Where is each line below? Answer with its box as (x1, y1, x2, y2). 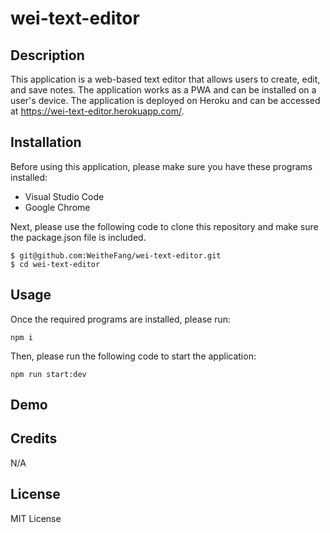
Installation (10, 134, 82, 151)
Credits (10, 430, 58, 447)
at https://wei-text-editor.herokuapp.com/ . (10, 105, 185, 117)
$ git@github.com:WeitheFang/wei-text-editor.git (10, 250, 222, 261)
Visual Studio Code (24, 190, 105, 202)
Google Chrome (24, 201, 91, 213)
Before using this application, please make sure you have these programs (10, 160, 313, 172)
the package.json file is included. (10, 231, 147, 243)
